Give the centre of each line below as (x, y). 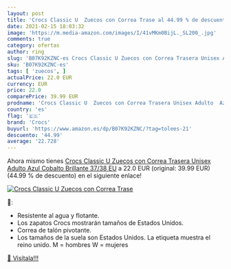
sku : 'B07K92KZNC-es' (38, 65)
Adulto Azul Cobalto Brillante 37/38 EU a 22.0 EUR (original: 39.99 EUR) (109, 169)
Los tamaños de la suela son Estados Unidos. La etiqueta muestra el (114, 237)
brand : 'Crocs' (29, 122)
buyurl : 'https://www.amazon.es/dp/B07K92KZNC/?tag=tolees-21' (100, 129)
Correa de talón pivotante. (54, 230)
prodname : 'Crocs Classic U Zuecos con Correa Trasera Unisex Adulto (110, 103)
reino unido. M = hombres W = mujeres (73, 245)
